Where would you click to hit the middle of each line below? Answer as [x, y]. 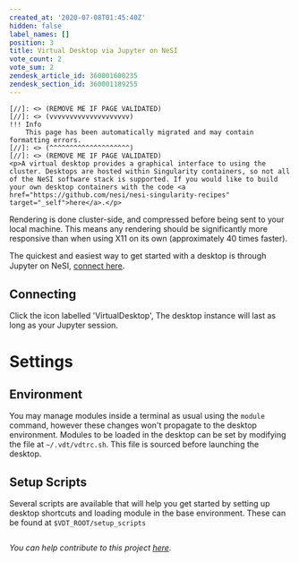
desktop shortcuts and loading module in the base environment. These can [148, 513]
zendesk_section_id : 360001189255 [74, 84]
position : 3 [31, 43]
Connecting [43, 295]
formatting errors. [46, 140]
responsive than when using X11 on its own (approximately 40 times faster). [149, 238]
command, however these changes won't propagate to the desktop [133, 425]
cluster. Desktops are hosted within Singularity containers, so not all [150, 171]
